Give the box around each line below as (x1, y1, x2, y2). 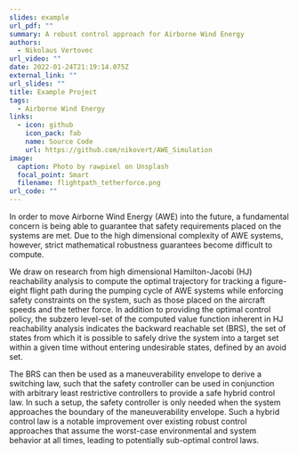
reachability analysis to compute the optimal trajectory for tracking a (9, 276, 260, 286)
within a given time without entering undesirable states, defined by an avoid (9, 342, 287, 353)
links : (9, 112, 34, 121)
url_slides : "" (9, 79, 66, 88)
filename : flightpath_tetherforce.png (17, 179, 162, 188)
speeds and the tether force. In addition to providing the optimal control (9, 304, 271, 314)
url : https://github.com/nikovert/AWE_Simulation (25, 145, 213, 154)
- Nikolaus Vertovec (17, 46, 93, 55)
